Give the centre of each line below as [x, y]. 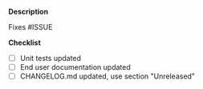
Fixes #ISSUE [30, 27]
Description [28, 12]
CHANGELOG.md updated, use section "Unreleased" [107, 76]
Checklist [25, 42]
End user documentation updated [75, 67]
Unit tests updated [51, 58]
